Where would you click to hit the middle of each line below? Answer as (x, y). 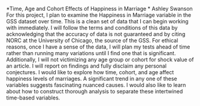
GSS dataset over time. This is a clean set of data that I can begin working (97, 21)
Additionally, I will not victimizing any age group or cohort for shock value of (100, 60)
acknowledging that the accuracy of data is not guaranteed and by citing (96, 34)
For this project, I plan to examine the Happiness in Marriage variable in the (99, 15)
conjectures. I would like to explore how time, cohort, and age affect (90, 72)
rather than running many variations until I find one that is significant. (91, 53)
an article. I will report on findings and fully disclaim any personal (86, 66)
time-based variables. (33, 98)
